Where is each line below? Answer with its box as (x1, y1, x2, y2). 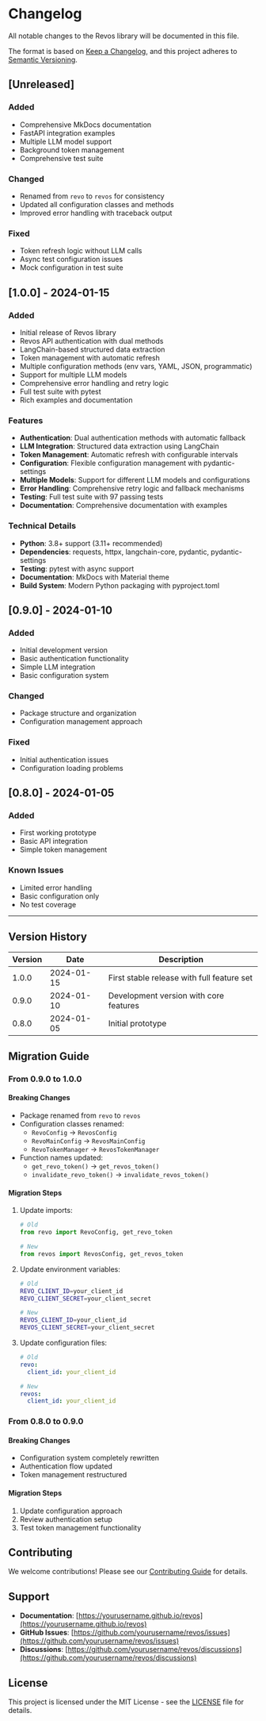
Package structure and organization (19, 708, 137, 718)
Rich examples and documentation (19, 395, 133, 405)
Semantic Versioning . (8, 55, 78, 64)
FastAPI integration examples (19, 128, 116, 137)
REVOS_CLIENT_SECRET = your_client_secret (19, 1323, 155, 1332)
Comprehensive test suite (19, 153, 104, 163)
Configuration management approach (19, 717, 142, 726)
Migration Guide (8, 1049, 89, 1063)
